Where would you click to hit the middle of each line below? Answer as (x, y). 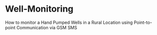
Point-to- (143, 22)
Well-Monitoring (39, 9)
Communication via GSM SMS (47, 27)
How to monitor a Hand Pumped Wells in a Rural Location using (69, 22)
